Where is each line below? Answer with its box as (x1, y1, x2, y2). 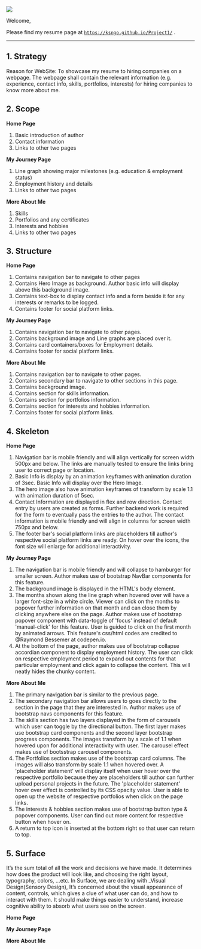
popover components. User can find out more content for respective (14, 812, 184, 819)
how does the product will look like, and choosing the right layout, (6, 871, 169, 878)
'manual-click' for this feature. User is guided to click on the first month (14, 623, 191, 630)
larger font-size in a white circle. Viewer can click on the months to (14, 598, 180, 605)
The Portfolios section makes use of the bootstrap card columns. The (14, 754, 186, 762)
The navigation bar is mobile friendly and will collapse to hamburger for (14, 566, 191, 574)
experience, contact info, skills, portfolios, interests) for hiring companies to (6, 80, 193, 87)
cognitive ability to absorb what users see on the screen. (6, 902, 147, 909)
